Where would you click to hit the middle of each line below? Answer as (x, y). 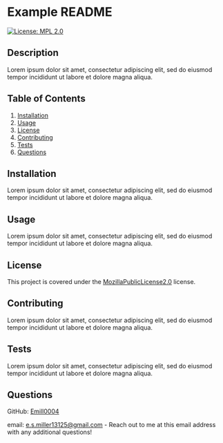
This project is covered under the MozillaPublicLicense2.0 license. (101, 282)
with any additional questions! (50, 432)
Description (33, 53)
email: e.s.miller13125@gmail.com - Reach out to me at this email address (111, 425)
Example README (60, 12)
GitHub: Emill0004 (33, 411)
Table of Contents (47, 98)
